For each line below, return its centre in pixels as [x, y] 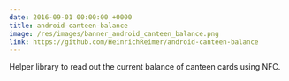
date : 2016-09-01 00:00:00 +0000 [71, 17]
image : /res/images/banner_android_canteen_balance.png [114, 33]
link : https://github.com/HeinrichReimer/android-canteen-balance [134, 42]
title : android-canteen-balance [68, 26]
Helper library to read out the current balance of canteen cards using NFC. [145, 67]
